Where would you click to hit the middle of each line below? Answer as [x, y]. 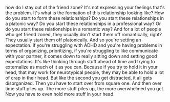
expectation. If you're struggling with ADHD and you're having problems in [84, 45]
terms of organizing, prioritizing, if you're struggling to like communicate [82, 51]
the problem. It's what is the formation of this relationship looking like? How [85, 13]
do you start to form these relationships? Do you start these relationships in [85, 18]
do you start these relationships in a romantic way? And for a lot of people [83, 29]
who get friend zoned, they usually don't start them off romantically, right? [84, 34]
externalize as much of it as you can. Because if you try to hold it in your [81, 67]
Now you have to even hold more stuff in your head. [60, 94]
